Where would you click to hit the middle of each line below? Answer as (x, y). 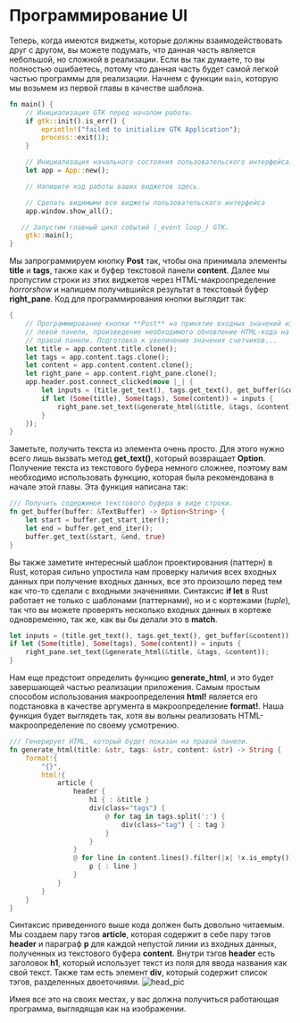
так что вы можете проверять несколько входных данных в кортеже (141, 610)
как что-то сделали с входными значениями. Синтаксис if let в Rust (139, 591)
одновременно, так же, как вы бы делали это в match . (113, 619)
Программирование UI (99, 16)
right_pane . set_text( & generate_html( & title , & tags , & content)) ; (147, 652)
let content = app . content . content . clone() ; (109, 365)
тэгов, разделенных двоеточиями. (75, 982)
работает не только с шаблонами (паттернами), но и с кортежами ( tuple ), (150, 600)
